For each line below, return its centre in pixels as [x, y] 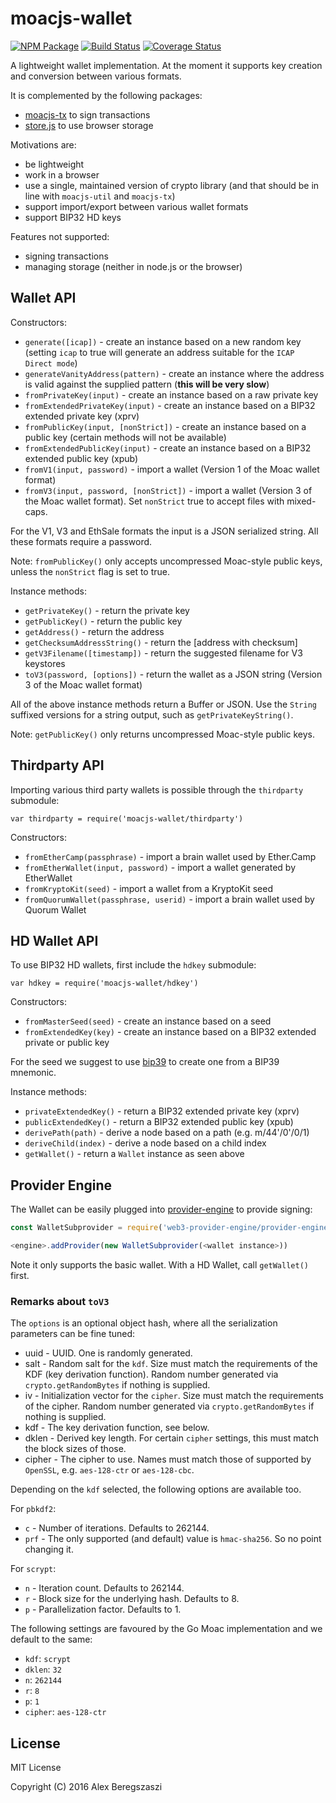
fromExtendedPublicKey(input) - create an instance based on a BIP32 [168, 448]
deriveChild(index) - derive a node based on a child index [145, 1143]
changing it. [49, 1549]
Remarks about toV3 [60, 1301]
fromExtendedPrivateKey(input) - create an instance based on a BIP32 [170, 405]
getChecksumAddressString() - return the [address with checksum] [161, 642]
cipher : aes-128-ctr [65, 1712]
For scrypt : [33, 1569]
